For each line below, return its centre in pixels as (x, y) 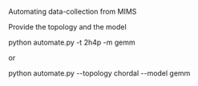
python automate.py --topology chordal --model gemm (99, 73)
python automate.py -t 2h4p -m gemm (72, 42)
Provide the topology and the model (67, 27)
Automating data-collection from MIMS (73, 12)
